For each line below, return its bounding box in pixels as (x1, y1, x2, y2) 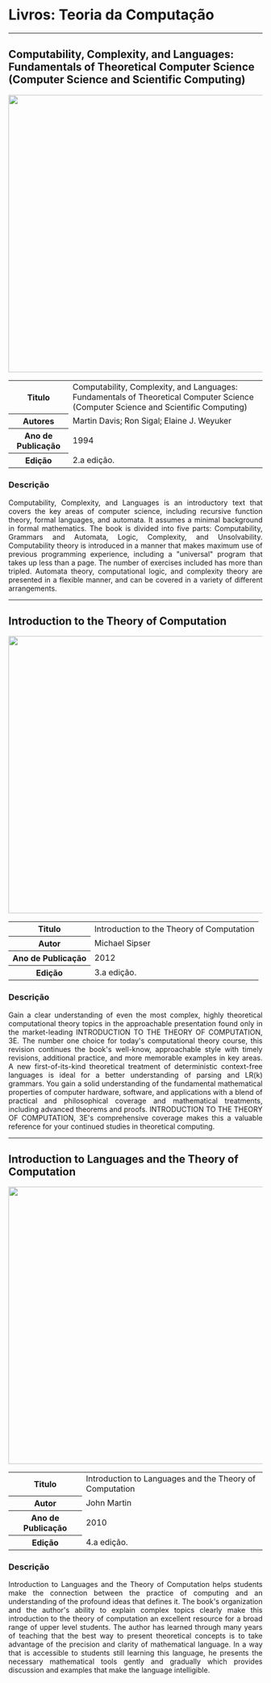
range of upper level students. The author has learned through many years (8, 1622, 263, 1632)
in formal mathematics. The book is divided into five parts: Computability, (8, 523, 263, 533)
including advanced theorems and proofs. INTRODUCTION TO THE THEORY (8, 1104, 263, 1114)
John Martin (85, 1497, 131, 1508)
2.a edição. (72, 454, 115, 466)
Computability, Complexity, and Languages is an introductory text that (8, 498, 263, 507)
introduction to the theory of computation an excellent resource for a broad (8, 1614, 263, 1623)
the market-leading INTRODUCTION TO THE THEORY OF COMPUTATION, (8, 1027, 263, 1037)
